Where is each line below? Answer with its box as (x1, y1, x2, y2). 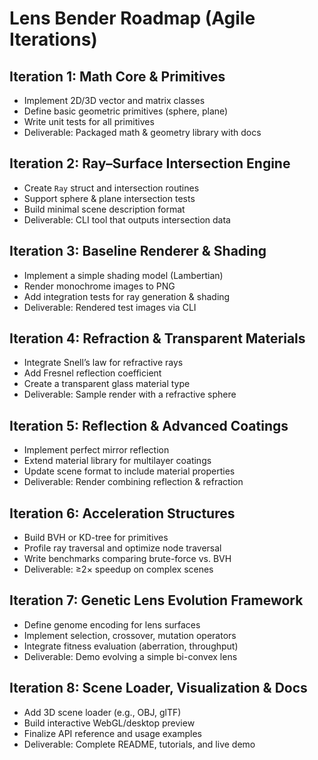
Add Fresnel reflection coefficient (23, 367, 162, 379)
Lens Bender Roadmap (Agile (9, 7, 256, 30)
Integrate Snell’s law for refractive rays (23, 357, 184, 369)
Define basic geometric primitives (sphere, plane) (23, 105, 229, 117)
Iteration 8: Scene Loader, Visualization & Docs (9, 680, 308, 697)
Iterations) (9, 28, 98, 51)
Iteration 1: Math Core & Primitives (9, 68, 226, 85)
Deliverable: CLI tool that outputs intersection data (23, 213, 231, 226)
